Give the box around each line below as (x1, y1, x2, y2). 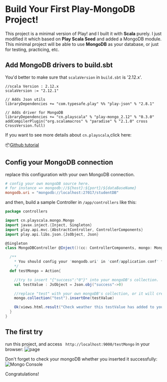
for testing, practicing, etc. (5, 46, 60, 52)
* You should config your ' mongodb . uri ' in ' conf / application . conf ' (14, 259, 159, 264)
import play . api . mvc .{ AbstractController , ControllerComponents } (5, 227, 143, 232)
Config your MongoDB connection (5, 158, 113, 167)
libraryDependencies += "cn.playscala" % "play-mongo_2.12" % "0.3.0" (5, 114, 155, 119)
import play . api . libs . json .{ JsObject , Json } (5, 232, 99, 237)
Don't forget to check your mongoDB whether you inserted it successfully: (5, 356, 158, 362)
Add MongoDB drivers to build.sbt (5, 61, 113, 69)
